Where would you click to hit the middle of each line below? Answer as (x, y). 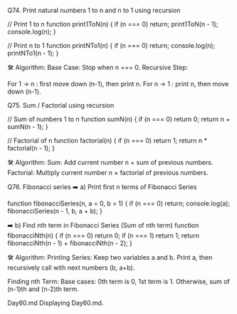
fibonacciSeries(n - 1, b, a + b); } (55, 211)
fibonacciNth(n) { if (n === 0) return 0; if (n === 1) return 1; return (103, 235)
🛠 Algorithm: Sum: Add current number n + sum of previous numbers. (110, 162)
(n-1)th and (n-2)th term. (43, 289)
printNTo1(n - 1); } (33, 53)
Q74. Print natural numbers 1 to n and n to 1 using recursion (94, 10)
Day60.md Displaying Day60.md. (56, 303)
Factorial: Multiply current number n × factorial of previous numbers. (108, 173)
